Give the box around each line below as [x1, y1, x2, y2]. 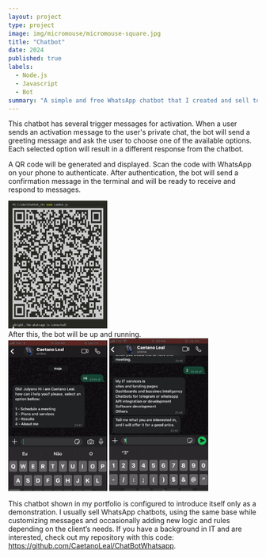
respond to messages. [8, 185, 82, 194]
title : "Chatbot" [8, 38, 66, 46]
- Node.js [15, 71, 47, 79]
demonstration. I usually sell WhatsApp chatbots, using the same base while [8, 507, 256, 517]
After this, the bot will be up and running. [8, 330, 142, 339]
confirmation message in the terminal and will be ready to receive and [8, 177, 236, 186]
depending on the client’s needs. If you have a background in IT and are [8, 524, 242, 533]
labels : [8, 63, 34, 71]
